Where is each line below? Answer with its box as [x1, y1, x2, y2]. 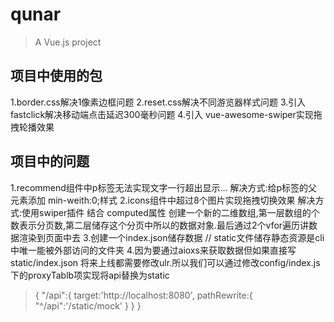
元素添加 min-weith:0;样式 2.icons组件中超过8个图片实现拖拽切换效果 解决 [10, 194, 316, 206]
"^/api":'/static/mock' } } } [34, 299, 142, 312]
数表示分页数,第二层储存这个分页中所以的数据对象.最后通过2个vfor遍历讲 [10, 219, 310, 231]
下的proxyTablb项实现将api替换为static [10, 269, 170, 281]
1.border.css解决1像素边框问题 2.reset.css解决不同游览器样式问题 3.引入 [10, 96, 307, 108]
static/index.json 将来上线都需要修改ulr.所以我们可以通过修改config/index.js [10, 256, 321, 268]
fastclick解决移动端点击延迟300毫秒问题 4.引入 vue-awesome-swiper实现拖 [10, 108, 323, 120]
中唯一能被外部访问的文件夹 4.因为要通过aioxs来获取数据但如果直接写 [10, 244, 297, 256]
